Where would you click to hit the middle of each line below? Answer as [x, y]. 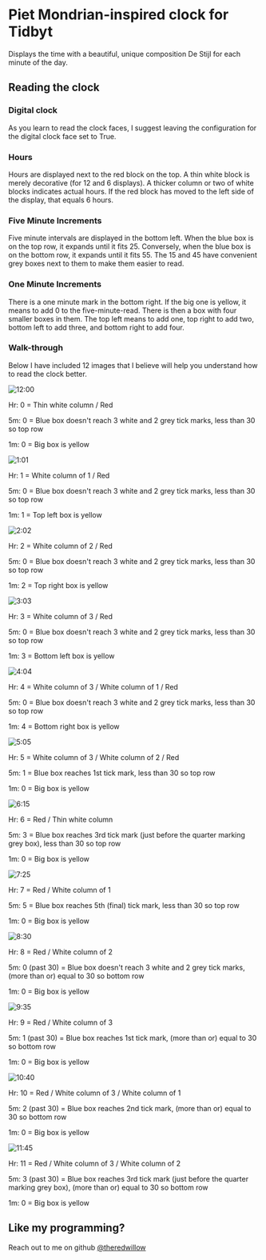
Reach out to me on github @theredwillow [77, 1247]
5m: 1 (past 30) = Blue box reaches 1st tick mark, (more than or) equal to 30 [133, 1038]
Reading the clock [54, 88]
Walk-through [36, 348]
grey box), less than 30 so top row [65, 843]
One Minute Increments [55, 284]
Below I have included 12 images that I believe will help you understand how [133, 365]
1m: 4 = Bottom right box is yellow [64, 726]
